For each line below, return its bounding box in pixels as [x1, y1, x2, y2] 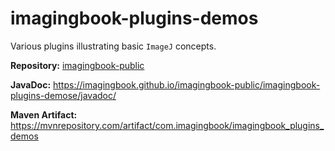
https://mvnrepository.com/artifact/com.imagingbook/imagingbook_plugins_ [10, 119, 325, 131]
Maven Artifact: [10, 108, 78, 121]
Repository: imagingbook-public [10, 59, 145, 71]
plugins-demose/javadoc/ [10, 89, 117, 101]
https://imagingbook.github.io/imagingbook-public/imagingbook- [53, 78, 321, 91]
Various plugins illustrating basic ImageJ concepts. [10, 40, 217, 52]
